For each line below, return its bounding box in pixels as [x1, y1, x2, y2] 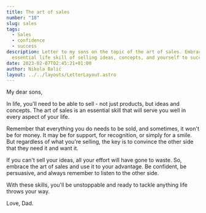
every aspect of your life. [6, 113, 70, 121]
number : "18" [6, 15, 40, 21]
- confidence [12, 37, 45, 43]
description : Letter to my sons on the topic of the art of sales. [6, 49, 183, 55]
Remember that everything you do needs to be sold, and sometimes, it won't [6, 125, 200, 132]
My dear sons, [6, 88, 43, 95]
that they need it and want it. [6, 144, 78, 152]
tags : [6, 26, 20, 32]
